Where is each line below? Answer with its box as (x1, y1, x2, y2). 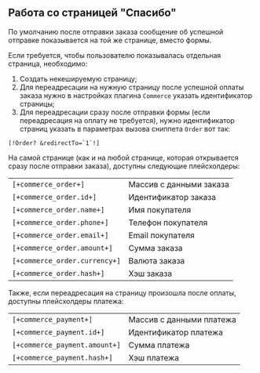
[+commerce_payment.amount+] (12, 340, 121, 349)
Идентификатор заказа (128, 191, 216, 202)
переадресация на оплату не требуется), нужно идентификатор (19, 115, 236, 125)
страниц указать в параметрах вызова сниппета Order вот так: (19, 124, 231, 133)
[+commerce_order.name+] (12, 205, 105, 214)
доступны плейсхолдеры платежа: (8, 296, 124, 306)
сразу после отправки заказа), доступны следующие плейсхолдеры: (8, 161, 240, 171)
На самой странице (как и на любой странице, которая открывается (8, 153, 240, 162)
